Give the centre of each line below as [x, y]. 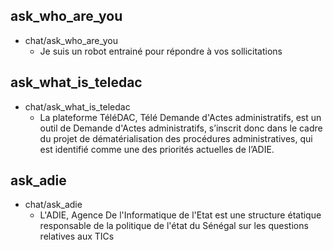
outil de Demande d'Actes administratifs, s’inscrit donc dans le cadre [181, 128]
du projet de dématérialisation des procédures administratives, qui [176, 138]
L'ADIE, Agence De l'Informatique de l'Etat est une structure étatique [180, 215]
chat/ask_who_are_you [71, 40]
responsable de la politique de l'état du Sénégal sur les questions [174, 226]
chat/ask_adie [53, 205]
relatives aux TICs [77, 236]
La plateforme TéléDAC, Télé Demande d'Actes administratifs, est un [180, 117]
